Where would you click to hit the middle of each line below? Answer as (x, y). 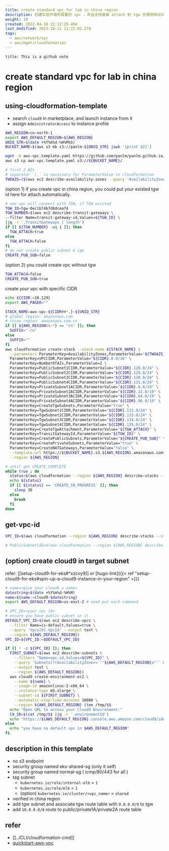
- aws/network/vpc (29, 38)
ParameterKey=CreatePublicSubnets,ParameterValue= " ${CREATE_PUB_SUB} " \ (88, 439)
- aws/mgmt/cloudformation (38, 43)
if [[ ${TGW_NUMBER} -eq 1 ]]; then (44, 227)
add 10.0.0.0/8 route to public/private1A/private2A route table (77, 809)
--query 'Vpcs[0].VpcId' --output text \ (54, 630)
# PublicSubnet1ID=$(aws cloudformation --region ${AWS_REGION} (74, 546)
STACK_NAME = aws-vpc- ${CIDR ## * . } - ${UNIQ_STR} (53, 311)
